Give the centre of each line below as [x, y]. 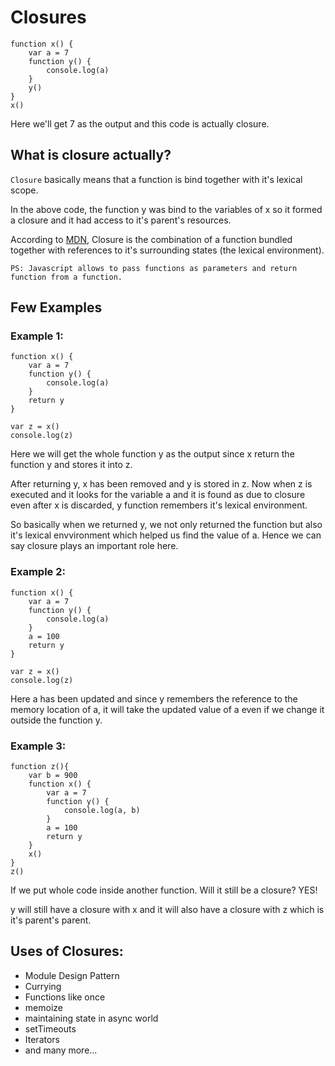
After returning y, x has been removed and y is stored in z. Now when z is [161, 484]
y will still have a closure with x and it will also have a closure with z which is [167, 910]
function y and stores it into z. [71, 465]
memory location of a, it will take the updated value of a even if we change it [167, 709]
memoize [43, 1007]
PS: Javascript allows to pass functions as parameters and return [154, 268]
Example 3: [38, 746]
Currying [43, 986]
